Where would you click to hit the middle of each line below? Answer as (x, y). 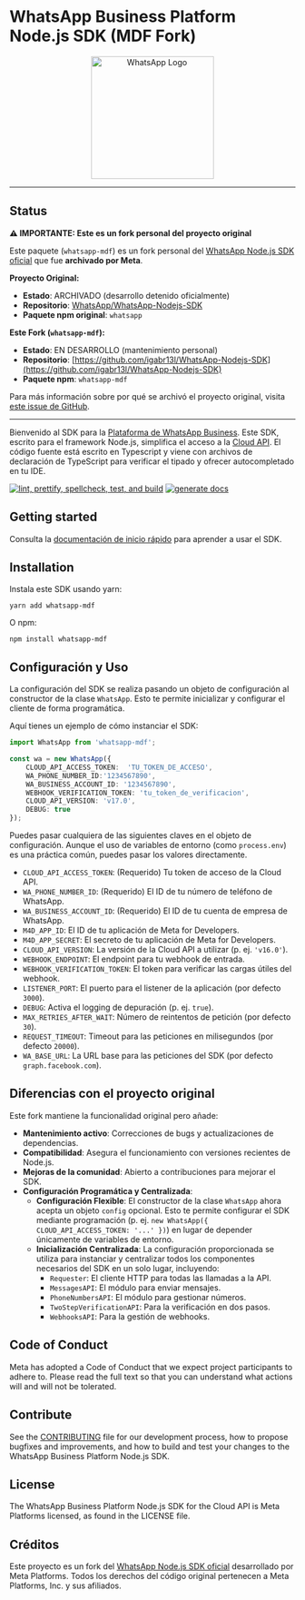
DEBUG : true (48, 810)
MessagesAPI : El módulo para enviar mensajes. (135, 1288)
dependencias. (50, 1142)
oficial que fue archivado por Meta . (76, 260)
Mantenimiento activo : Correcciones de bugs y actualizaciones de (148, 1133)
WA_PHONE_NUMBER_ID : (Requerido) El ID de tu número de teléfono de (148, 892)
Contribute (41, 1415)
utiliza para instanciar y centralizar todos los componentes (146, 1259)
